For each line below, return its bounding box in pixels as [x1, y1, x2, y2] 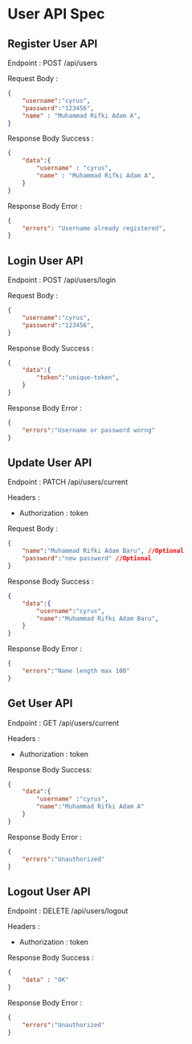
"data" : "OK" [22, 976, 69, 985]
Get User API [7, 697, 73, 710]
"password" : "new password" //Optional [22, 555, 152, 563]
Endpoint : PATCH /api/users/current [7, 477, 129, 487]
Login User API [7, 254, 84, 268]
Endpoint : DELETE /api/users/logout [7, 906, 129, 916]
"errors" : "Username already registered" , [22, 224, 166, 232]
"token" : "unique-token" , [36, 374, 120, 382]
